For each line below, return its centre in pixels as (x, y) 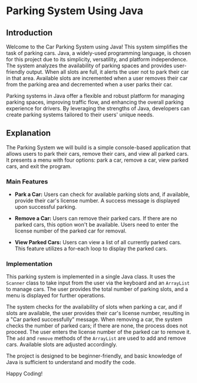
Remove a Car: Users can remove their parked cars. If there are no (96, 218)
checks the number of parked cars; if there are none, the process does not (97, 326)
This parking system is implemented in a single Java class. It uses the (91, 277)
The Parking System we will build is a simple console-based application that (98, 147)
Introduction (29, 33)
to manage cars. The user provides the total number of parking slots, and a (97, 289)
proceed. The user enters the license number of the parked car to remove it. (99, 332)
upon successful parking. (45, 207)
